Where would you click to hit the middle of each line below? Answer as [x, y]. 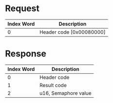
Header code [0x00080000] [73, 32]
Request [22, 9]
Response [26, 54]
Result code [53, 85]
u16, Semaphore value [66, 93]
